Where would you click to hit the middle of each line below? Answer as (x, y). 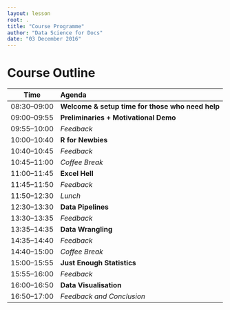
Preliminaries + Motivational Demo (118, 118)
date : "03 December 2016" (44, 39)
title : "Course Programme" (46, 26)
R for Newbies (84, 140)
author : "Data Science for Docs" (55, 33)
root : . (18, 20)
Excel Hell (77, 174)
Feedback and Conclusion (103, 296)
